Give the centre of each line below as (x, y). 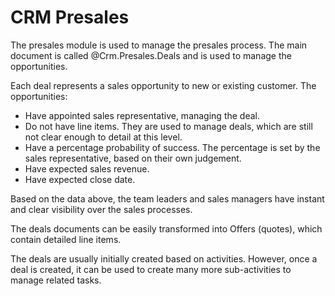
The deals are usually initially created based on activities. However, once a (164, 258)
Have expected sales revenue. (87, 168)
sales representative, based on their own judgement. (133, 158)
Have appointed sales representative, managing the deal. (142, 115)
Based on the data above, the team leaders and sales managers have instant (167, 198)
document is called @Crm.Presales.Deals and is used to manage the (151, 55)
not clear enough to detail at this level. (103, 137)
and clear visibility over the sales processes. (101, 209)
